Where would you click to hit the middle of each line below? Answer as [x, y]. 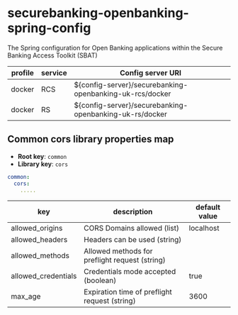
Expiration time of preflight [128, 292]
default [208, 207]
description [133, 212]
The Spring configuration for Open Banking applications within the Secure [115, 48]
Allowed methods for [119, 251]
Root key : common [42, 156]
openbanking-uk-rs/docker [121, 114]
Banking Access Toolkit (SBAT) [52, 55]
